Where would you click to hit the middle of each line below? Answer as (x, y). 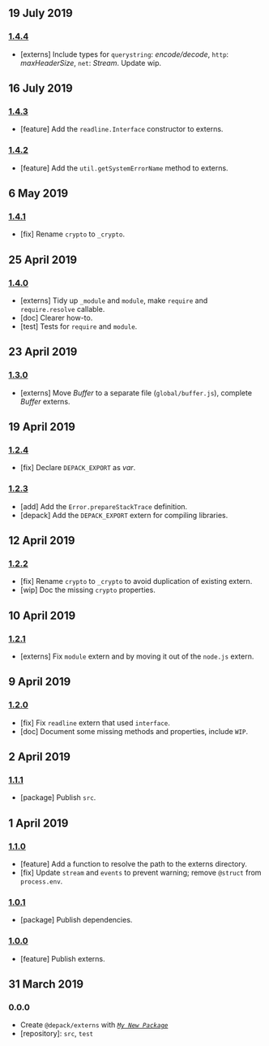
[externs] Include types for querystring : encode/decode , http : (124, 54)
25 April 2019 (43, 259)
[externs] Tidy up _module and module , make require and (114, 300)
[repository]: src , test (57, 1034)
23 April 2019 (43, 352)
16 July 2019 (41, 89)
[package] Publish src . (58, 797)
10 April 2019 (42, 615)
